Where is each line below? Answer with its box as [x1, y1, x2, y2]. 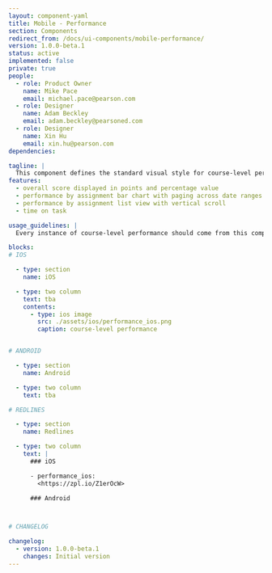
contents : [23, 302, 57, 311]
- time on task [15, 207, 67, 215]
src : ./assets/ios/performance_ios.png [37, 318, 172, 326]
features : [8, 177, 42, 185]
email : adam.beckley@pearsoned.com [23, 117, 143, 125]
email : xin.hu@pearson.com [23, 139, 114, 148]
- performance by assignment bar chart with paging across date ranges [15, 192, 263, 200]
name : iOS [23, 273, 57, 281]
